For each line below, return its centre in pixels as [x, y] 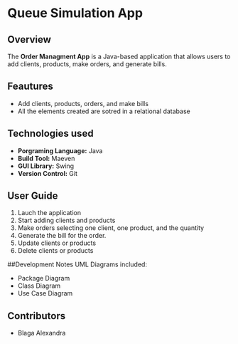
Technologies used [50, 134]
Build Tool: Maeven [46, 158]
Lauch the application [49, 213]
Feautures [30, 87]
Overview [29, 40]
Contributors [37, 316]
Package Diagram [44, 278]
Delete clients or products [55, 251]
